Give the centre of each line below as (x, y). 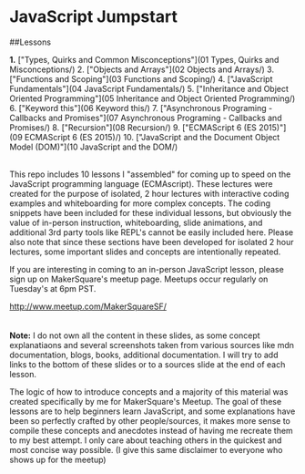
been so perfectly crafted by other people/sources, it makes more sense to (150, 420)
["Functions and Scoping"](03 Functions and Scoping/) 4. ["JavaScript (141, 78)
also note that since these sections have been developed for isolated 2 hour (152, 242)
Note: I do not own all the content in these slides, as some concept (135, 335)
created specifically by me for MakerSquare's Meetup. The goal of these (146, 401)
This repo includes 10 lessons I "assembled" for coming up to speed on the (150, 174)
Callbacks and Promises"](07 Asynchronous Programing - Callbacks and (146, 118)
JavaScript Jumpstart (93, 17)
